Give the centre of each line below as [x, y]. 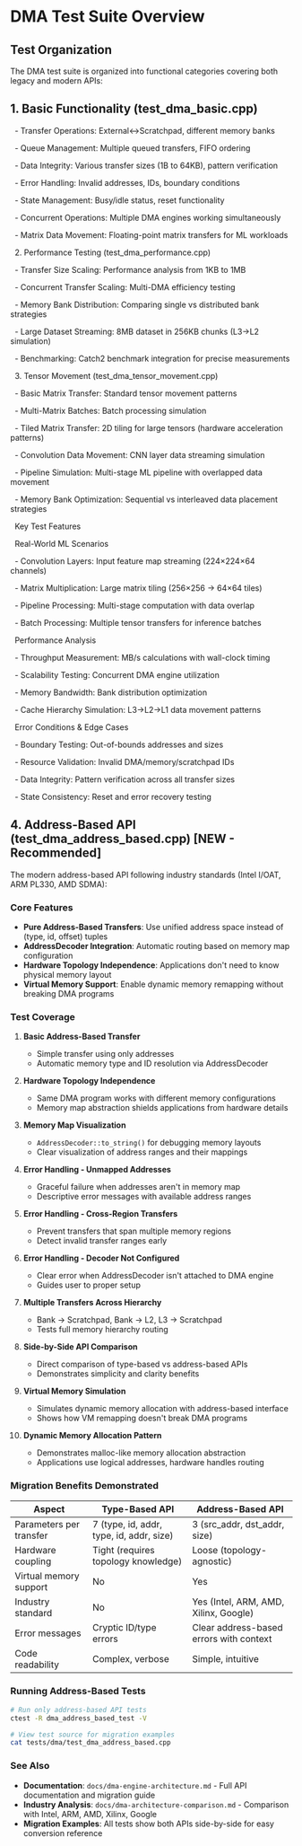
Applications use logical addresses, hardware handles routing [151, 1463]
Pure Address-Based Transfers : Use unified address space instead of [153, 927]
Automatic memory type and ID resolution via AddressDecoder [152, 1064]
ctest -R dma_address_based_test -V [78, 1718]
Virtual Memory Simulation [74, 1391]
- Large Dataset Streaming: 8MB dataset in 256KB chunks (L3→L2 [136, 331]
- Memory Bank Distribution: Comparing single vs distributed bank [137, 304]
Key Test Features [47, 526]
